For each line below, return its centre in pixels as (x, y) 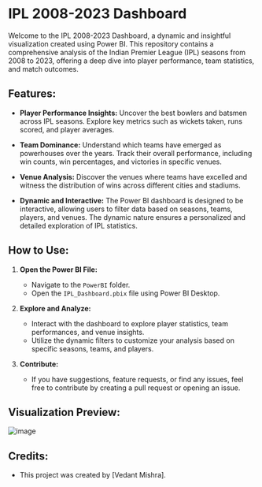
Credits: (28, 456)
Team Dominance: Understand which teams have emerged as (120, 145)
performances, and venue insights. (88, 332)
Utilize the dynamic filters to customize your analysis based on (133, 340)
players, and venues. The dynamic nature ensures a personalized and (133, 217)
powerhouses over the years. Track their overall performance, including (136, 153)
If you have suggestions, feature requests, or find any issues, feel (137, 379)
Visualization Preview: (64, 412)
